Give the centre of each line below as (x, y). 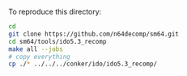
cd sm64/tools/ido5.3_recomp (57, 41)
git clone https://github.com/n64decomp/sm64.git (94, 34)
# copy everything (39, 57)
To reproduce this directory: (55, 12)
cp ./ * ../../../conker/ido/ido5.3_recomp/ (83, 64)
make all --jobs (36, 49)
